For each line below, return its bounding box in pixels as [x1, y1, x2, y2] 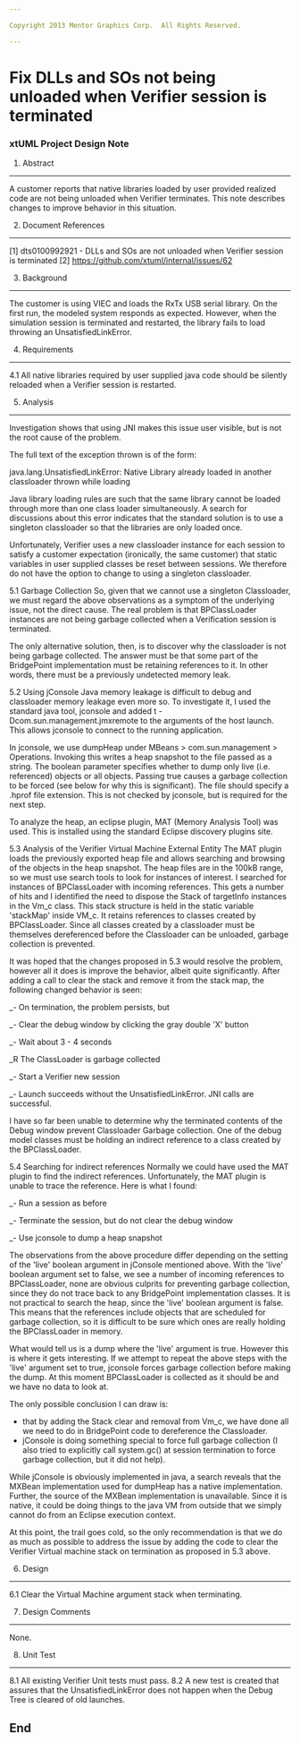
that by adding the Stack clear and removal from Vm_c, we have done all [21, 1416, 289, 1427]
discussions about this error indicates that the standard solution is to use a [9, 512, 284, 524]
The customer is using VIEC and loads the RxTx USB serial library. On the [9, 298, 279, 309]
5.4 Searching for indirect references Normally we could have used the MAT [9, 1162, 289, 1172]
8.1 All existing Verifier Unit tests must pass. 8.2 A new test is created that [9, 1676, 279, 1686]
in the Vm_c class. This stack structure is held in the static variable [9, 901, 254, 912]
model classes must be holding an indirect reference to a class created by [9, 1135, 281, 1146]
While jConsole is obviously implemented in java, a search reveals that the [9, 1472, 281, 1482]
